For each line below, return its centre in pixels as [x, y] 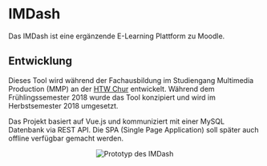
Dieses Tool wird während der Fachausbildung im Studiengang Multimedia [131, 80]
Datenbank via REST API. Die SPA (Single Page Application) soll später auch [133, 129]
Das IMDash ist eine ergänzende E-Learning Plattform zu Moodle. [117, 36]
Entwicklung [40, 61]
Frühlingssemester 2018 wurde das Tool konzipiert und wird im [112, 97]
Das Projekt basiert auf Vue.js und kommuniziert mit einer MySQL [117, 121]
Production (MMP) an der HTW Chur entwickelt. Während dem [111, 89]
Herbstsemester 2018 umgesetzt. [63, 105]
